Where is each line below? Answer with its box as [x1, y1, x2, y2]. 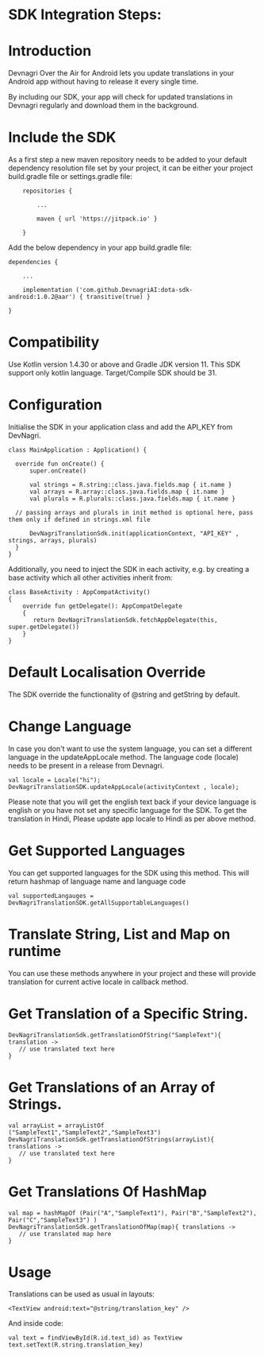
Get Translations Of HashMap [8, 1183, 208, 1200]
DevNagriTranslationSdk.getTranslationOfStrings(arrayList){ [8, 1135, 215, 1143]
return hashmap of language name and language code [8, 877, 186, 886]
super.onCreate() [29, 467, 87, 475]
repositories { [22, 187, 73, 196]
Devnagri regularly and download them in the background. [8, 101, 199, 111]
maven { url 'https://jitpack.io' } [36, 215, 158, 224]
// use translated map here [18, 1230, 112, 1238]
